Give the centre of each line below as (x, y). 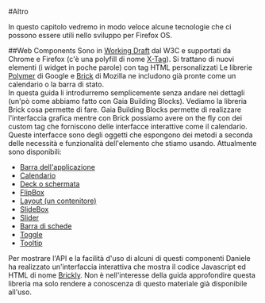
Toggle (31, 234)
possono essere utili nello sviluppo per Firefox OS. (90, 35)
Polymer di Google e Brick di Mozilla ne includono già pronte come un (122, 76)
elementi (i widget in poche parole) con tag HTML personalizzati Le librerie (130, 67)
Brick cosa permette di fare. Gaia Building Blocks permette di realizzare (125, 109)
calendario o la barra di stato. (56, 84)
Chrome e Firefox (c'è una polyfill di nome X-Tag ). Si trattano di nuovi (121, 59)
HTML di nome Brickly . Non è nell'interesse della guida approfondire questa (132, 275)
